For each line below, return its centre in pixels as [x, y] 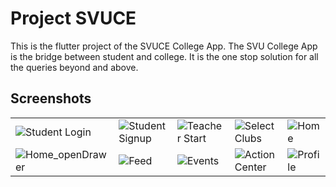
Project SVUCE [73, 18]
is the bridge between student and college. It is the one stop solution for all [164, 56]
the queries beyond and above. [74, 67]
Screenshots [51, 98]
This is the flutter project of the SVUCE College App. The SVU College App [164, 46]
